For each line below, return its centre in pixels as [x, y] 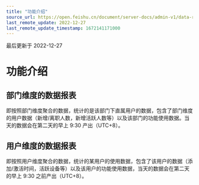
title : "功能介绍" [27, 12]
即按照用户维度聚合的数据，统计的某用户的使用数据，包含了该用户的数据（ [97, 161]
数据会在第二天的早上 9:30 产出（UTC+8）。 [70, 125]
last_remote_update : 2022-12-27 [46, 22]
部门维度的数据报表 [41, 95]
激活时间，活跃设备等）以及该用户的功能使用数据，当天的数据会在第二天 [102, 168]
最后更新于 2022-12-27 [34, 46]
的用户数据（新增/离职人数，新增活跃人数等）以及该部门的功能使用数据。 [95, 118]
